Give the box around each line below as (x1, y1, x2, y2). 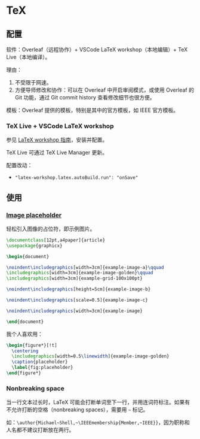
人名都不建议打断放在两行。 (6, 426, 75, 434)
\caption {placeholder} (11, 359, 68, 365)
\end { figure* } (6, 370, 42, 376)
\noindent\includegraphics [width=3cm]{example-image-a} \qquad (6, 264, 164, 270)
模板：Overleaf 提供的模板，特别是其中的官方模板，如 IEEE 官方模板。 (6, 107, 179, 114)
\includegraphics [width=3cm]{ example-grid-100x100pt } (6, 275, 143, 281)
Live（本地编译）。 (6, 53, 51, 60)
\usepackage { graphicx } (6, 243, 63, 249)
